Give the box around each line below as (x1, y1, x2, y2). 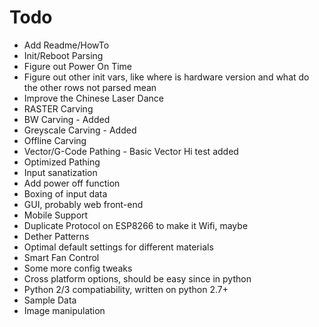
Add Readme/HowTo (23, 39, 110, 51)
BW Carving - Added (23, 113, 111, 125)
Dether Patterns (23, 230, 90, 242)
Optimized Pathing (23, 156, 101, 168)
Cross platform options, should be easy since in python (23, 272, 252, 285)
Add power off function (23, 177, 121, 189)
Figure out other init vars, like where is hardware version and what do (23, 71, 310, 83)
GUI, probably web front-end (23, 198, 144, 210)
